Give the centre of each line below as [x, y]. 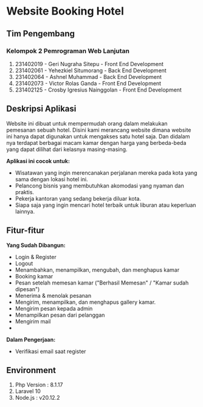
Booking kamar [34, 276]
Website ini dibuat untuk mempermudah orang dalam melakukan [87, 123]
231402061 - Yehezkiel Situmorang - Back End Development [91, 70]
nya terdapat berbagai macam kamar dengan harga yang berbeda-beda [96, 143]
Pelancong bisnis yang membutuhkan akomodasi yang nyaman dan [99, 186]
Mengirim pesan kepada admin [54, 308]
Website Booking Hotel [65, 11]
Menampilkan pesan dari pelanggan [60, 315]
